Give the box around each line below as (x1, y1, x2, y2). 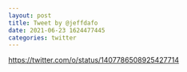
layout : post (8, 11, 52, 20)
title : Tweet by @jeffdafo (8, 19, 98, 27)
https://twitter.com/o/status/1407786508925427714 (8, 55, 180, 65)
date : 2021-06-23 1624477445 (8, 26, 105, 34)
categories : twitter (8, 33, 78, 42)
